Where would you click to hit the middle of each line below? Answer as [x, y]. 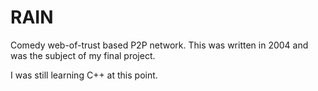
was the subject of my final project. [83, 55]
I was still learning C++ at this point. [84, 75]
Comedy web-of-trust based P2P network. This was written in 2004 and [159, 45]
